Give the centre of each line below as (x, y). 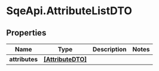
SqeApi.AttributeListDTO (69, 11)
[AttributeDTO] (65, 59)
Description (109, 49)
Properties (26, 33)
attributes (23, 59)
